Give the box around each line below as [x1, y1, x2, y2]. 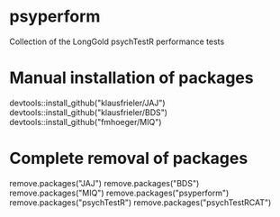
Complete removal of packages [9, 149, 248, 168]
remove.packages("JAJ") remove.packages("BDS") [9, 177, 200, 188]
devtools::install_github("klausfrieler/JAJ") [9, 97, 166, 108]
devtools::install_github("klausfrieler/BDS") [9, 106, 168, 118]
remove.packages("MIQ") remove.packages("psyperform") [9, 187, 230, 198]
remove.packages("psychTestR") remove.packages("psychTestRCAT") [9, 196, 272, 208]
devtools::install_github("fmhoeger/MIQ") [9, 116, 162, 127]
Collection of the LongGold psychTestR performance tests [9, 36, 225, 47]
